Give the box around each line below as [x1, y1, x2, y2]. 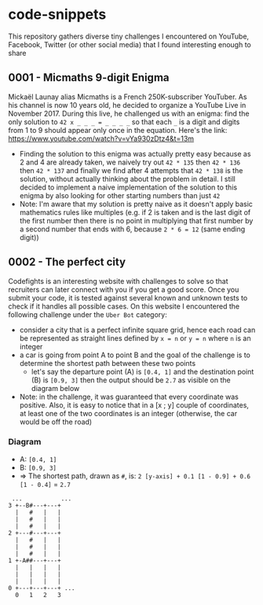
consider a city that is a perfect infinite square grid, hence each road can [19, 325, 256, 334]
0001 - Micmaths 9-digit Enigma [8, 71, 170, 84]
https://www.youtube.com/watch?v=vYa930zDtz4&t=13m [8, 134, 195, 143]
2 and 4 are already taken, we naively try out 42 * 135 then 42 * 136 [19, 157, 241, 167]
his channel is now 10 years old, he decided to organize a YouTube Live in [8, 100, 247, 109]
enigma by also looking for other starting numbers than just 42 [19, 190, 221, 200]
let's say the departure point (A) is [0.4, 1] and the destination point [31, 367, 254, 376]
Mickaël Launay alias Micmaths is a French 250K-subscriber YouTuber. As [8, 92, 247, 101]
